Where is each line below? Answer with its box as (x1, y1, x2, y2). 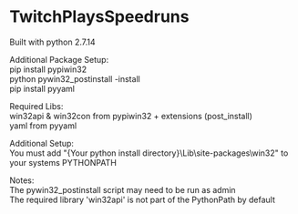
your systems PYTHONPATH (9, 157, 117, 168)
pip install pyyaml (9, 83, 76, 94)
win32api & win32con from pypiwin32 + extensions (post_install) (9, 110, 253, 121)
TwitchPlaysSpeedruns (9, 6, 190, 27)
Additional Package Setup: (9, 54, 109, 65)
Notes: (9, 175, 35, 186)
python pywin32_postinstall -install (9, 73, 141, 84)
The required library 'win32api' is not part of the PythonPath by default (9, 194, 276, 205)
